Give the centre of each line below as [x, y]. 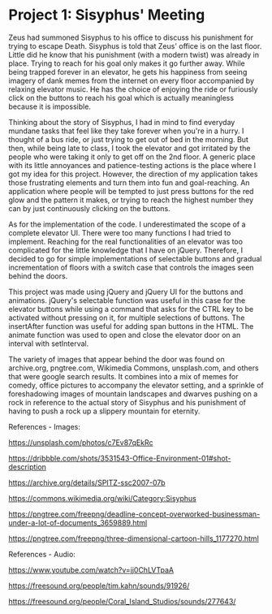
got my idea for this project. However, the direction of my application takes [133, 174]
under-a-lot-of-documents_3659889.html [78, 522]
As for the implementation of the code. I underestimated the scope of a [127, 224]
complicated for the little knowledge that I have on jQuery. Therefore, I [126, 250]
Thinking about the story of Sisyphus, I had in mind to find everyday [122, 122]
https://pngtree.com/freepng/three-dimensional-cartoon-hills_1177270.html [134, 538]
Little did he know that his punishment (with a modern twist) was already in [134, 54]
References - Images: [45, 426]
